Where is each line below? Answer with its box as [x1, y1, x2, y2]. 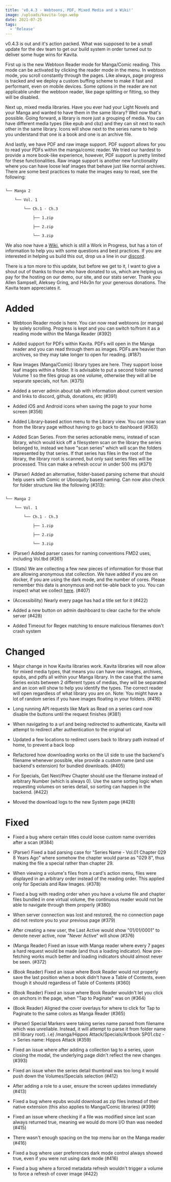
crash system [12, 628, 42, 634]
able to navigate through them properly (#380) [12, 901, 111, 908]
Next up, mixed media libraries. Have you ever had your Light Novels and [5, 104, 159, 110]
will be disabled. [5, 94, 40, 101]
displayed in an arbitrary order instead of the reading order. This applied [12, 875, 165, 882]
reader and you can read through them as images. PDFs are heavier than [12, 346, 166, 352]
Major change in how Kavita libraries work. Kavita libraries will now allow [12, 663, 166, 669]
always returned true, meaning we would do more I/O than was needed [12, 1119, 162, 1125]
